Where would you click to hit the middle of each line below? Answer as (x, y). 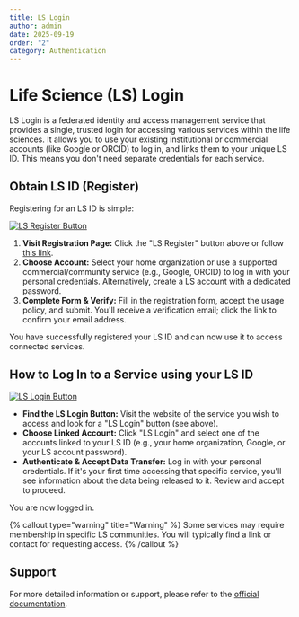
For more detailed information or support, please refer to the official (134, 594)
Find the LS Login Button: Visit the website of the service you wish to (151, 413)
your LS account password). (75, 452)
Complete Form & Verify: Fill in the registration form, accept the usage (153, 300)
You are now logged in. (52, 507)
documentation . (39, 604)
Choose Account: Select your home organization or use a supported (149, 262)
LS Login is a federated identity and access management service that (138, 120)
